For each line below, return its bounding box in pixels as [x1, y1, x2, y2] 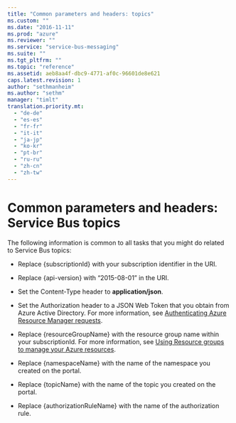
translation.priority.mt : [7, 103, 84, 110]
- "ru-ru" [14, 156, 43, 164]
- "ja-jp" [14, 136, 43, 143]
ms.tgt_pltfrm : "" [7, 57, 62, 64]
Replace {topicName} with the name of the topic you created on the [17, 380, 216, 388]
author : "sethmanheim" [7, 83, 75, 90]
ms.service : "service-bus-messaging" [7, 43, 119, 50]
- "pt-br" [14, 149, 43, 156]
